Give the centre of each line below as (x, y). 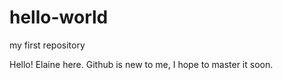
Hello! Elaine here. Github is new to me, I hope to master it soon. (141, 64)
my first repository (47, 45)
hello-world (59, 17)
